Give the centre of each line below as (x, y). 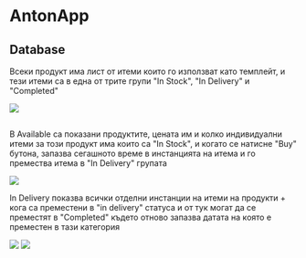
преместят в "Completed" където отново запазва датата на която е (141, 217)
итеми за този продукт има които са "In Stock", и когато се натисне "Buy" (153, 144)
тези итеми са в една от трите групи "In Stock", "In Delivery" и (130, 81)
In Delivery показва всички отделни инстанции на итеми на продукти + (148, 198)
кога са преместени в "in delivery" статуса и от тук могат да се (133, 208)
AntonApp (49, 16)
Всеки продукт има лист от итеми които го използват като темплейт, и (148, 71)
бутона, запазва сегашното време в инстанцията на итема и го (132, 154)
